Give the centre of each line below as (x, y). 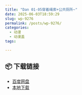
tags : (10, 41)
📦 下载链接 (22, 66)
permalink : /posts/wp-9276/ (33, 23)
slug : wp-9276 (19, 19)
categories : (17, 28)
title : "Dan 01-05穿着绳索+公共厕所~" (41, 9)
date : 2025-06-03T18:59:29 (32, 14)
